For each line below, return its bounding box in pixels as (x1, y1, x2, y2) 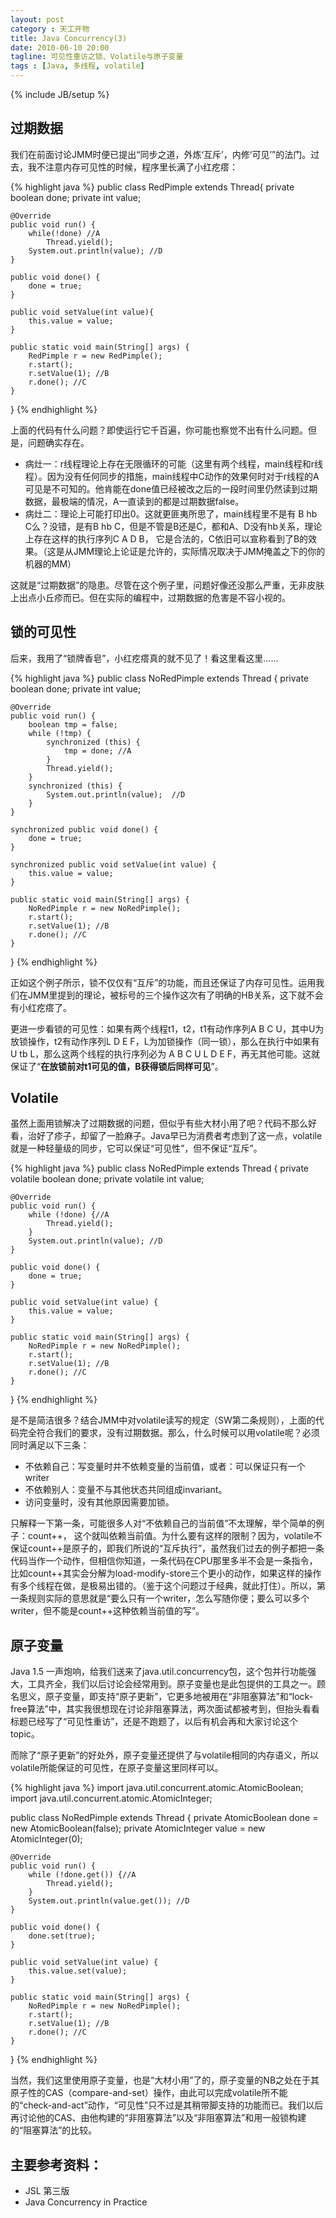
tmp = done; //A (63, 746, 132, 756)
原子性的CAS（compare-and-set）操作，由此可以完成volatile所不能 (10, 2087, 288, 2099)
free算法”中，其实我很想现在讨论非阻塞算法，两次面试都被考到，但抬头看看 (10, 1703, 320, 1715)
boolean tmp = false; (28, 719, 118, 730)
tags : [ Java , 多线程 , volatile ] (10, 61, 145, 71)
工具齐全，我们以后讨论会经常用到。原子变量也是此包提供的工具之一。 (27, 1678, 317, 1690)
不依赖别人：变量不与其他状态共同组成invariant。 (24, 1484, 228, 1496)
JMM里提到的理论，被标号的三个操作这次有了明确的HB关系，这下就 (27, 989, 307, 1001)
